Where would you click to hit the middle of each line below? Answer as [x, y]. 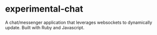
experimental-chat [44, 9]
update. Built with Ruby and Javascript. [45, 27]
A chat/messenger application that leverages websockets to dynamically [79, 22]
